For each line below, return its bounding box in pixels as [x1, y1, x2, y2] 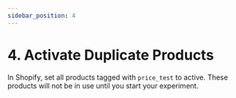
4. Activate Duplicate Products [7, 45, 214, 64]
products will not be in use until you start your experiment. [7, 80, 199, 90]
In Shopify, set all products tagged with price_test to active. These [7, 73, 229, 82]
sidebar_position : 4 [7, 11, 77, 20]
